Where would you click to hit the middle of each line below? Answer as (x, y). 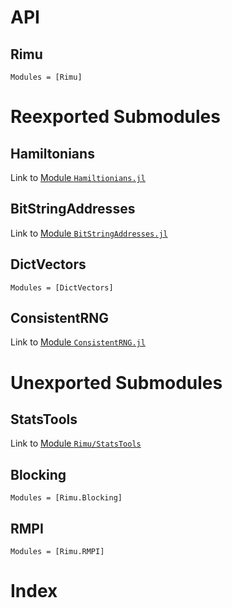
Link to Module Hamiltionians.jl (78, 177)
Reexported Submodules (115, 117)
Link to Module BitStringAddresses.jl (89, 233)
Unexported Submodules (116, 382)
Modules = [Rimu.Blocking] (66, 498)
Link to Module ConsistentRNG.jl (78, 342)
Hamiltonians (52, 153)
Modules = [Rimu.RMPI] (57, 552)
